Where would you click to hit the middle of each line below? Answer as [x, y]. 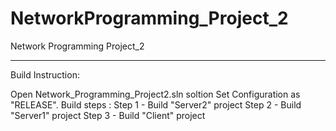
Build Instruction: [45, 74]
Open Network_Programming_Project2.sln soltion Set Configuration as [155, 94]
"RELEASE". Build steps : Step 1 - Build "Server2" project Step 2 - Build [156, 104]
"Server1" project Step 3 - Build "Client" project [108, 115]
